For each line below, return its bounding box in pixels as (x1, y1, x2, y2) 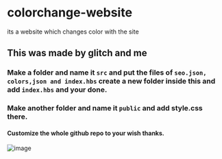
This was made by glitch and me (7, 47, 147, 59)
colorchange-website (7, 5, 132, 21)
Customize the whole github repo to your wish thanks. (7, 129, 164, 137)
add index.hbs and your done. (7, 85, 108, 95)
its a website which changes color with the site (7, 27, 139, 36)
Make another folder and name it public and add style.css (7, 103, 203, 113)
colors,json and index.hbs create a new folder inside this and (7, 77, 216, 86)
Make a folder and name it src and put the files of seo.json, (7, 68, 207, 77)
